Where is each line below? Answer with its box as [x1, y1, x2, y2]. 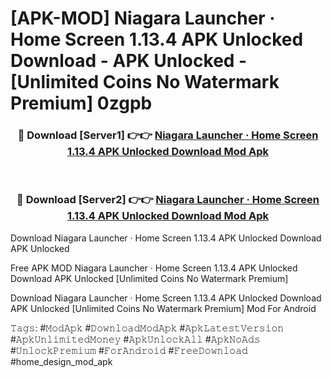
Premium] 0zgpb [10, 92, 153, 115]
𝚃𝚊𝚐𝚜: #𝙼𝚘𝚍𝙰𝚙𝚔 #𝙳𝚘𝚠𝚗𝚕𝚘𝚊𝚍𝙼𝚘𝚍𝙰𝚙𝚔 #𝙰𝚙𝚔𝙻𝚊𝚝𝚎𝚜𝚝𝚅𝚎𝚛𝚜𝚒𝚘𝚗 [10, 322, 285, 334]
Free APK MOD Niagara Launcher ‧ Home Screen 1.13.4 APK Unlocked [10, 262, 298, 274]
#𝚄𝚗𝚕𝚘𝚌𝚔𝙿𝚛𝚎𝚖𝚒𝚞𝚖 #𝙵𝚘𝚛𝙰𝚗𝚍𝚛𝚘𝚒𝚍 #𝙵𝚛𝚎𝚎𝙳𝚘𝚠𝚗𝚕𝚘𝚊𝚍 [10, 344, 248, 356]
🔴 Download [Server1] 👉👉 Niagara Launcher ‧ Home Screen [17, 128, 319, 142]
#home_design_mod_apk [10, 355, 113, 367]
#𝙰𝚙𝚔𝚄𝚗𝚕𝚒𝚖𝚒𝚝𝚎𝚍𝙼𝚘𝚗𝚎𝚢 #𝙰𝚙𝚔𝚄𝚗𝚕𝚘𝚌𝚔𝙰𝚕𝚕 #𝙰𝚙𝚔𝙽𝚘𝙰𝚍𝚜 [10, 333, 261, 345]
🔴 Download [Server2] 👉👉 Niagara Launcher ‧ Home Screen [16, 193, 320, 207]
